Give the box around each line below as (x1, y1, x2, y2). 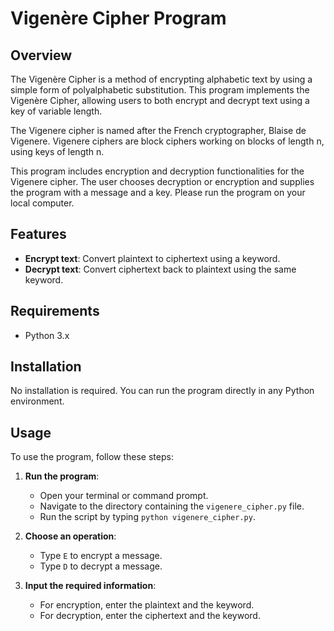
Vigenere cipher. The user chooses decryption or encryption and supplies (10, 176, 315, 187)
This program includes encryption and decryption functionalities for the (10, 165, 305, 177)
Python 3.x (24, 329, 70, 341)
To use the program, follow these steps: (10, 451, 174, 463)
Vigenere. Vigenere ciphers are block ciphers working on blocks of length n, (10, 135, 325, 147)
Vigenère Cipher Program (10, 7, 227, 30)
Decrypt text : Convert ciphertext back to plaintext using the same (24, 263, 297, 275)
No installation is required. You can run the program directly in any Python (10, 385, 315, 397)
